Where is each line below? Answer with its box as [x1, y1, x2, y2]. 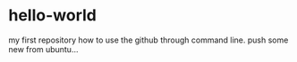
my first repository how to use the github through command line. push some [8, 35, 289, 45]
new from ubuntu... [8, 43, 79, 54]
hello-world [8, 5, 98, 26]
